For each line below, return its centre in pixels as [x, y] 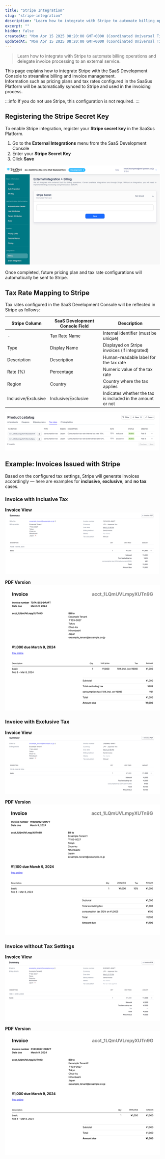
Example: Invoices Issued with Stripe [63, 464]
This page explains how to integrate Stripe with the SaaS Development [76, 71]
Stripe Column [27, 323]
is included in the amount [128, 399]
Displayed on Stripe [123, 345]
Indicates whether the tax [129, 393]
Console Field [75, 326]
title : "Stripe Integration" [35, 10]
